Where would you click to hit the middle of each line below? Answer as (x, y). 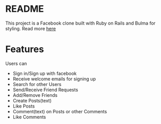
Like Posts (24, 106)
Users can (16, 63)
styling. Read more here (31, 28)
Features (25, 49)
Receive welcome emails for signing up (54, 79)
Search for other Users (37, 84)
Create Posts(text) (32, 100)
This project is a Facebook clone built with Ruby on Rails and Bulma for (80, 23)
